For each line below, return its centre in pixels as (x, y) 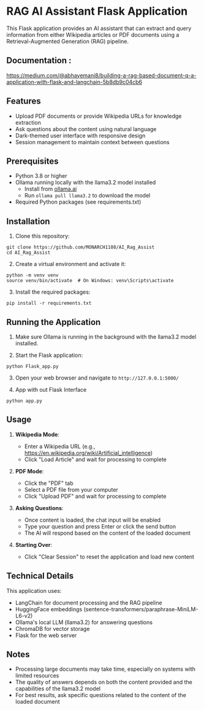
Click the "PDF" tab (49, 483)
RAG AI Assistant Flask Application (97, 11)
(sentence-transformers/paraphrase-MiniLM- (141, 609)
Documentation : (39, 60)
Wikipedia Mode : (37, 434)
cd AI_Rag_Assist (28, 253)
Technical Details (40, 576)
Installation (28, 221)
